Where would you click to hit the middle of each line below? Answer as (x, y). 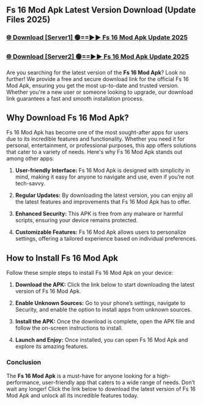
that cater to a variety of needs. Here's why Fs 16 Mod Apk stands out (94, 152)
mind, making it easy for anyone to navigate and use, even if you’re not (105, 177)
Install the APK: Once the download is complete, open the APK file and (105, 322)
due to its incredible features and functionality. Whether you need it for (95, 139)
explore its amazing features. (52, 347)
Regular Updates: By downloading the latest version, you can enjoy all (104, 195)
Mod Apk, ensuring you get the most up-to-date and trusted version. (93, 85)
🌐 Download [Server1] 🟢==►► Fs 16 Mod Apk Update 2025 (97, 37)
